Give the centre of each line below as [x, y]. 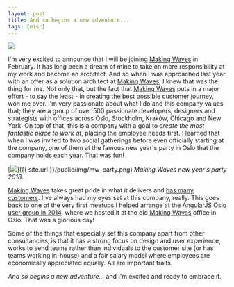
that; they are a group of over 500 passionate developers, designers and [112, 111]
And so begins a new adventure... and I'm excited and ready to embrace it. [115, 277]
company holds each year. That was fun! [66, 155]
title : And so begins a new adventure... [69, 20]
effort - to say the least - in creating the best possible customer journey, [111, 96]
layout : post [27, 14]
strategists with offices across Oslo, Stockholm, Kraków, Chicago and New [115, 118]
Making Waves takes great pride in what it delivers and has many [101, 190]
